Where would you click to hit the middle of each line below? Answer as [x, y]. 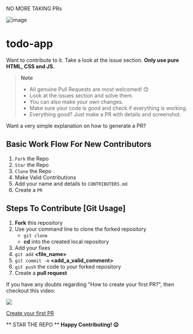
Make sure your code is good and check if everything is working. [108, 108]
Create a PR [28, 190]
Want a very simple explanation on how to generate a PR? [76, 126]
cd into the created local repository [66, 241]
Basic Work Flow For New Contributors [79, 144]
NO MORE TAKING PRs [34, 9]
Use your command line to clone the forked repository [80, 229]
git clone [36, 235]
